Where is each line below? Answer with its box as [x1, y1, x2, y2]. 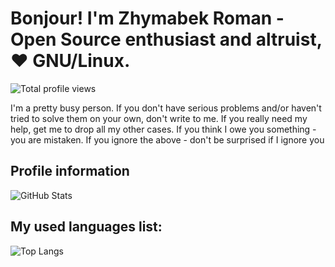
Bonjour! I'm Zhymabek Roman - [10, 7, 285, 30]
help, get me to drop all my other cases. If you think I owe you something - [10, 123, 317, 135]
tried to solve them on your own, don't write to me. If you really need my [10, 112, 308, 124]
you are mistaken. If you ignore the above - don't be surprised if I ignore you [10, 133, 325, 146]
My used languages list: [10, 218, 163, 236]
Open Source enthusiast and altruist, [10, 28, 323, 51]
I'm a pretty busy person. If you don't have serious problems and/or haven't [10, 102, 322, 114]
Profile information [10, 163, 130, 180]
